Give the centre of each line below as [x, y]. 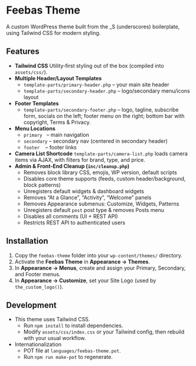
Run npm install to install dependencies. [73, 326]
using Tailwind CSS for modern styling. [53, 32]
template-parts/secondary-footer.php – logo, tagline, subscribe [101, 109]
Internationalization [38, 344]
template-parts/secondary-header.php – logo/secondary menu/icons [107, 91]
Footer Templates [37, 103]
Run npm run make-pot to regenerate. [68, 357]
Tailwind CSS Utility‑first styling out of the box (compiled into [89, 66]
